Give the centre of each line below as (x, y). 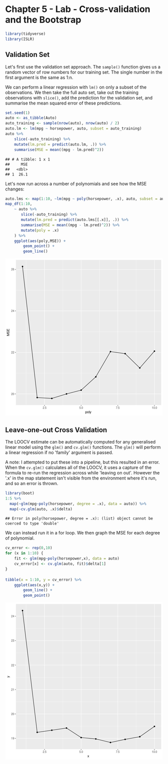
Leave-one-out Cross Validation (56, 430)
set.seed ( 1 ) (17, 113)
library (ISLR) (20, 39)
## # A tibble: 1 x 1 (28, 159)
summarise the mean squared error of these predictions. (63, 103)
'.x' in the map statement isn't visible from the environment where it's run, (81, 478)
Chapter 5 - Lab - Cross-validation (78, 9)
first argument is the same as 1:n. (39, 77)
